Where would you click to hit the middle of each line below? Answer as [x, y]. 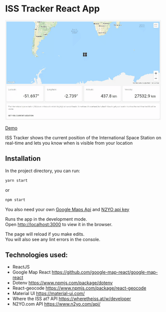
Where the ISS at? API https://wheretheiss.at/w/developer [72, 299]
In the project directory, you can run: [43, 171]
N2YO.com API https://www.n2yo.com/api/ [56, 304]
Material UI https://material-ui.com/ [49, 294]
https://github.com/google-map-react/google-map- [105, 272]
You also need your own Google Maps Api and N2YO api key [67, 209]
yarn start [16, 180]
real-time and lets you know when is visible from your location [69, 143]
